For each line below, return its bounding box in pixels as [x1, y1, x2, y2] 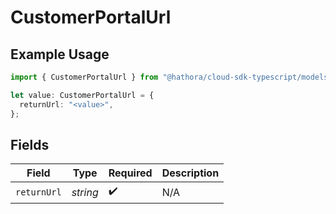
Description [161, 166, 220, 180]
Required [108, 166, 153, 180]
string [71, 185, 99, 199]
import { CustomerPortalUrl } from [10, 72, 159, 82]
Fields [10, 136, 50, 153]
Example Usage [10, 46, 110, 63]
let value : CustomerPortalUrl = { [10, 90, 155, 100]
